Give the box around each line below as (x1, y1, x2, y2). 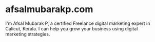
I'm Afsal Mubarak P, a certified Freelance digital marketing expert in (5, 20, 150, 26)
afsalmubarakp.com (5, 4, 93, 15)
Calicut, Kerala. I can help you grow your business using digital (5, 25, 138, 31)
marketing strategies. (5, 31, 50, 37)
